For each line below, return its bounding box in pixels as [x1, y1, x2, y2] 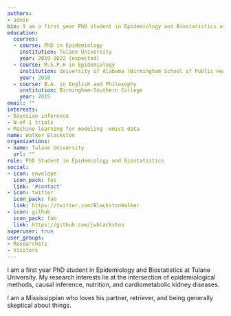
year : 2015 [19, 94, 51, 101]
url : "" [13, 151, 36, 158]
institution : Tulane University [19, 49, 112, 56]
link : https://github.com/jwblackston [13, 221, 125, 228]
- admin [7, 17, 30, 23]
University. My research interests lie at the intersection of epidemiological [7, 273, 216, 281]
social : [7, 163, 30, 171]
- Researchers [7, 240, 48, 248]
